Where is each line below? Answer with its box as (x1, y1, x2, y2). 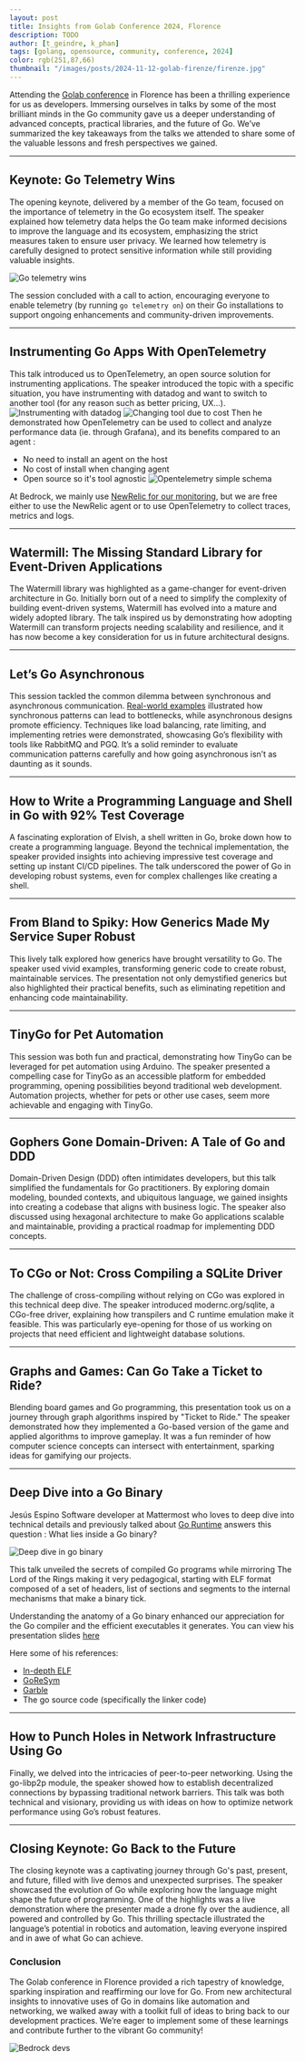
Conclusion (9, 1955, 62, 1968)
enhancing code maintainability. (9, 991, 129, 1002)
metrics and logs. (9, 510, 74, 521)
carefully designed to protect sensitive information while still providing (9, 245, 272, 256)
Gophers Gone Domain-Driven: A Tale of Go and (9, 1134, 286, 1150)
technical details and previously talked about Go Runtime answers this (9, 1519, 272, 1529)
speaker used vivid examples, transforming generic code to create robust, (9, 962, 287, 974)
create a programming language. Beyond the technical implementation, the (9, 841, 290, 852)
